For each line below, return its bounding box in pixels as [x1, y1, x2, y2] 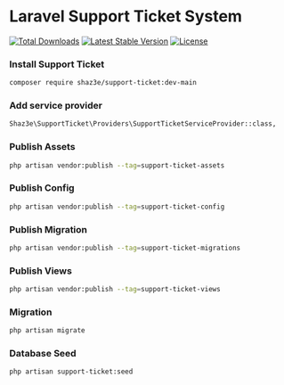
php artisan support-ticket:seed [9, 367, 134, 376]
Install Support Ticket [9, 58, 105, 70]
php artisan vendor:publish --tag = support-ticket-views [9, 285, 221, 294]
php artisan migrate [9, 326, 86, 335]
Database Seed [9, 348, 77, 360]
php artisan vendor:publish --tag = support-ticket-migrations [9, 243, 241, 252]
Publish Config [9, 182, 75, 194]
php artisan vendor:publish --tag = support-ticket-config [9, 202, 225, 211]
